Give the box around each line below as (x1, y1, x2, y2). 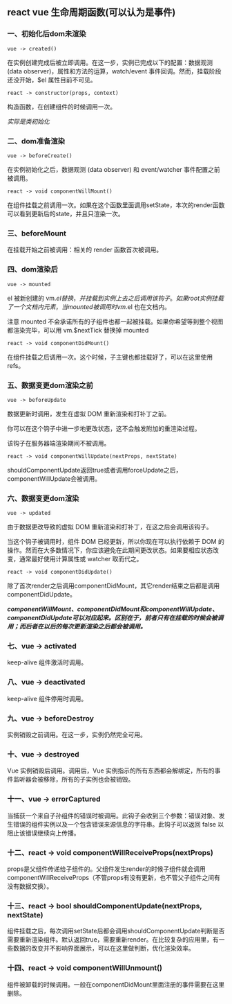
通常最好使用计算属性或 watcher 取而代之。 (19, 555, 143, 563)
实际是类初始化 (7, 117, 50, 125)
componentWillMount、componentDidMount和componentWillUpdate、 (7, 605, 219, 613)
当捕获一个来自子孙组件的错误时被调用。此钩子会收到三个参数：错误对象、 (7, 811, 219, 820)
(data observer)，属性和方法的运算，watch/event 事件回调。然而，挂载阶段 (7, 67, 222, 75)
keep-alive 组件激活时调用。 (7, 658, 88, 667)
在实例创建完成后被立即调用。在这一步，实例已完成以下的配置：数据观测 (7, 58, 213, 67)
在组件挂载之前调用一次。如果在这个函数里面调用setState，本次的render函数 (7, 200, 225, 209)
